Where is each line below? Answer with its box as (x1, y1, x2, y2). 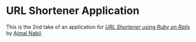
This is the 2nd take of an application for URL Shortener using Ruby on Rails (6, 23, 190, 30)
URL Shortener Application (6, 4, 139, 17)
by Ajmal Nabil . (6, 29, 43, 36)
